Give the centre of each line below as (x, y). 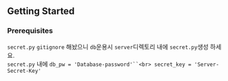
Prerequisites (30, 31)
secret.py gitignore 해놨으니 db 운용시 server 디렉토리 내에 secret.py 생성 (108, 47)
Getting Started (41, 11)
